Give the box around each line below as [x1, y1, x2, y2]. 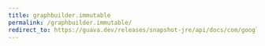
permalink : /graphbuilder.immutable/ [8, 19, 132, 27]
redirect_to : [8, 26, 51, 34]
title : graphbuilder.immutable [8, 11, 111, 19]
